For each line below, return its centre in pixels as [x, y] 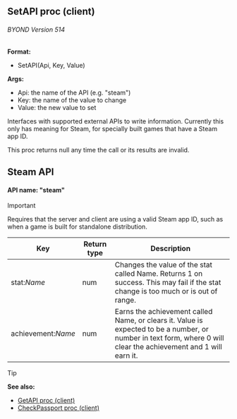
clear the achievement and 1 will [168, 347]
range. [125, 300]
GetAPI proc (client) [46, 401]
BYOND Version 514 [36, 29]
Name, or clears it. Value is [159, 320]
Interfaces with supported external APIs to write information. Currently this [116, 121]
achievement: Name [43, 334]
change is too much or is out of [166, 291]
